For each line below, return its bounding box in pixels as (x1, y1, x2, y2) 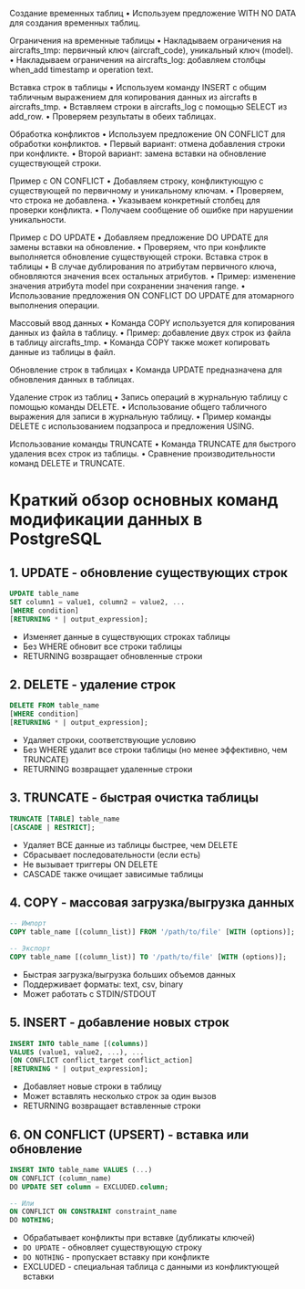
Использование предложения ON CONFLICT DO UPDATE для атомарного (9, 290, 295, 300)
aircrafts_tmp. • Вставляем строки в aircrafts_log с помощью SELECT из (9, 101, 288, 112)
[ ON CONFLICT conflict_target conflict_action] (9, 1056, 194, 1065)
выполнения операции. (9, 300, 100, 310)
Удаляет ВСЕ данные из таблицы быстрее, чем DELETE (22, 839, 239, 850)
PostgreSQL (9, 529, 102, 550)
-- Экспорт (9, 944, 51, 953)
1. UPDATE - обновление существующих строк (9, 565, 289, 581)
